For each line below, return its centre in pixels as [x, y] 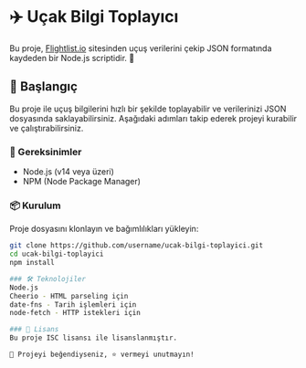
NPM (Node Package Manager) [82, 182]
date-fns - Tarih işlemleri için [73, 305]
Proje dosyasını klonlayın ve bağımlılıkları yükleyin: [104, 229]
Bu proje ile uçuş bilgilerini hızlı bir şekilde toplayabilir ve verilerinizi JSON [148, 109]
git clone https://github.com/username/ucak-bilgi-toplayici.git [136, 246]
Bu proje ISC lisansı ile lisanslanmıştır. [94, 338]
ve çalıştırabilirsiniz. [47, 128]
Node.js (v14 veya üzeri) [68, 172]
